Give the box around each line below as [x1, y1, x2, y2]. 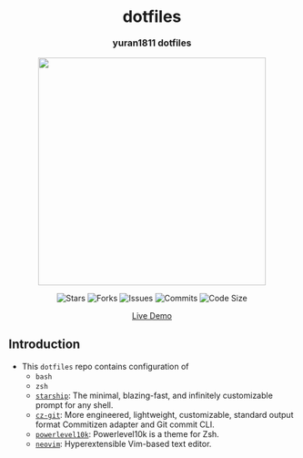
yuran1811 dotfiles [112, 36, 192, 49]
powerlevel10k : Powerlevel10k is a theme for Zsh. [35, 428, 219, 439]
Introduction [8, 337, 81, 352]
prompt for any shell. [35, 399, 114, 411]
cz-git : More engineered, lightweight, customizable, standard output [35, 409, 294, 420]
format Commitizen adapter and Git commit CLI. [35, 419, 215, 430]
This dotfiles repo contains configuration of [21, 361, 189, 371]
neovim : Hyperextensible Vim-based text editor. [35, 438, 212, 449]
